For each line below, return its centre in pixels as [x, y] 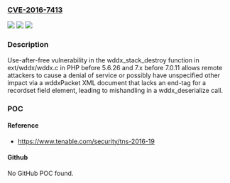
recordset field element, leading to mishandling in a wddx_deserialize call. [115, 90]
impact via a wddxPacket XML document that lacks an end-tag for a [107, 82]
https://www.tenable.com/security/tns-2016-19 [86, 141]
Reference [23, 126]
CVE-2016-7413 [35, 10]
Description [28, 45]
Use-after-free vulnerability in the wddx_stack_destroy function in [104, 60]
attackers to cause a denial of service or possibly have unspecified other [114, 75]
